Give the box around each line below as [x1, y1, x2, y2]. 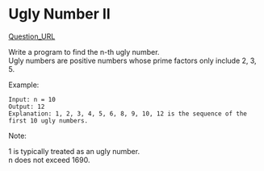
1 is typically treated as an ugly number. [8, 146, 140, 156]
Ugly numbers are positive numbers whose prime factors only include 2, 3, [8, 56, 257, 65]
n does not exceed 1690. [8, 155, 90, 165]
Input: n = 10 [8, 95, 57, 103]
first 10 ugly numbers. [8, 116, 89, 125]
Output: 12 [8, 102, 45, 111]
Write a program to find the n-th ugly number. [8, 47, 160, 56]
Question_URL [8, 31, 56, 41]
